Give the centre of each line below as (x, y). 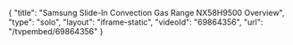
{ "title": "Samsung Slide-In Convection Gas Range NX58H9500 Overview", (146, 13)
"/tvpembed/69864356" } (56, 31)
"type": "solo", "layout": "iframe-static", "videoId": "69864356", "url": (136, 22)
